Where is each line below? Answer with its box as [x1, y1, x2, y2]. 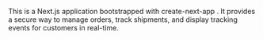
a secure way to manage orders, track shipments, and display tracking [8, 15, 238, 24]
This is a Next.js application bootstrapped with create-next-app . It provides [8, 7, 256, 16]
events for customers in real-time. [8, 23, 119, 32]
